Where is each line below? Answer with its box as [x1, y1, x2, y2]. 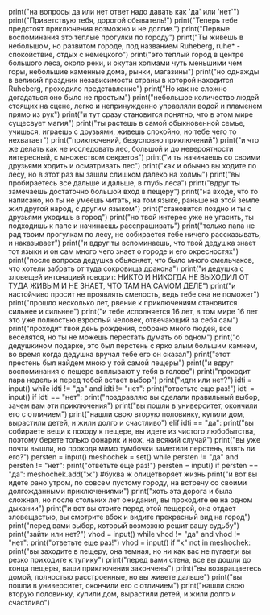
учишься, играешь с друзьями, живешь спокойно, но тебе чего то [8, 127, 237, 136]
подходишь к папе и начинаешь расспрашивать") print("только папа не [8, 221, 255, 231]
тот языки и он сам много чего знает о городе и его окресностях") [8, 247, 239, 256]
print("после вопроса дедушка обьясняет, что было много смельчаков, [8, 256, 255, 264]
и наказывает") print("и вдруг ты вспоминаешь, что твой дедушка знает [8, 238, 256, 247]
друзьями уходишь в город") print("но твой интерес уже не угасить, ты [8, 213, 254, 222]
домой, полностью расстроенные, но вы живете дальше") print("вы [8, 572, 243, 581]
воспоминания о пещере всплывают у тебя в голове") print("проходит [8, 367, 251, 376]
